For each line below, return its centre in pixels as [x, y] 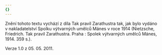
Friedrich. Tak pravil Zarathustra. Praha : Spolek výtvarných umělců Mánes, [81, 34]
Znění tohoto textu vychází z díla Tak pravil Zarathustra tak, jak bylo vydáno [81, 23]
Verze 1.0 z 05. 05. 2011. [29, 48]
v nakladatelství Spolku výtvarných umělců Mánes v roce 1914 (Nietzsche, [80, 28]
